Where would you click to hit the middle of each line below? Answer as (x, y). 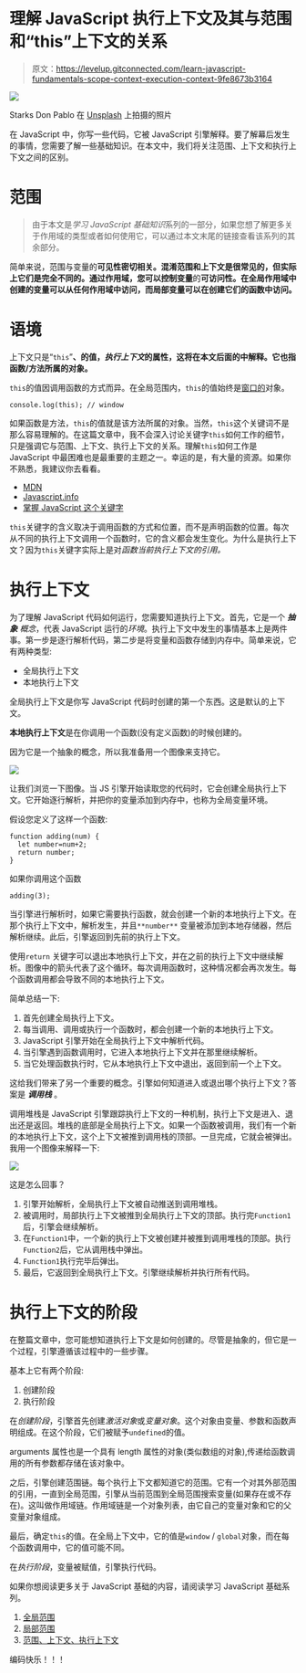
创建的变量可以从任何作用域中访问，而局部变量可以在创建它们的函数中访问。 (153, 289)
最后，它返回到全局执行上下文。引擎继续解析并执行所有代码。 (138, 1272)
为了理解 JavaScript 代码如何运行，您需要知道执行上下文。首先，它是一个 (148, 616)
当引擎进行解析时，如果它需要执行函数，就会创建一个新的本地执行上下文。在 (153, 913)
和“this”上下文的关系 (89, 42)
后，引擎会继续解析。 (62, 1226)
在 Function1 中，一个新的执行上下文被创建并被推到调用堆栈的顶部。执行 (157, 1237)
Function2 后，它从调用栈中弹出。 (85, 1249)
